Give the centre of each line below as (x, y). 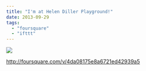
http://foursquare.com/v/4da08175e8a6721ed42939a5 (73, 62)
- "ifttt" (24, 34)
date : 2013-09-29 (28, 17)
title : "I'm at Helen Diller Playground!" (60, 12)
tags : (13, 22)
